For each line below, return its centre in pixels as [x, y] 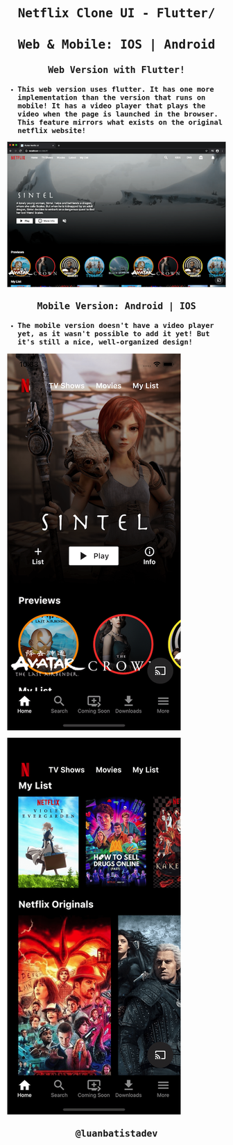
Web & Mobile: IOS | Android [116, 45]
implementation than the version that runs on [111, 97]
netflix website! [52, 131]
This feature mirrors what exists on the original [120, 122]
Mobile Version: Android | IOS [116, 306]
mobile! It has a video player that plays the [111, 105]
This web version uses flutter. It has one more [115, 89]
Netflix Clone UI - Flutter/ [116, 13]
